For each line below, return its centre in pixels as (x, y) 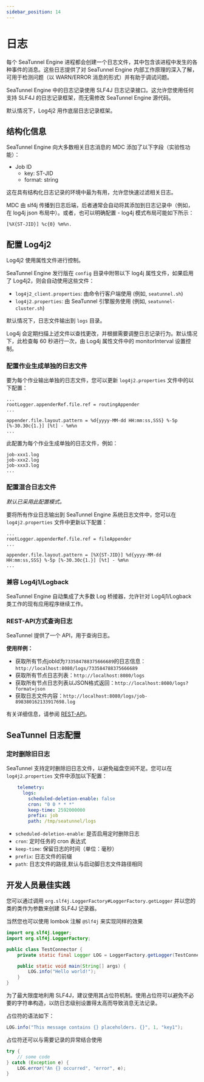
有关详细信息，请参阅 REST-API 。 (48, 714)
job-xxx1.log (23, 455)
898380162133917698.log (45, 702)
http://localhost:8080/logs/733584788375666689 (76, 669)
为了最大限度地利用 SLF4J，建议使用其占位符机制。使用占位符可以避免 (95, 995)
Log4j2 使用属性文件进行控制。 (45, 260)
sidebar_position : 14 (34, 12)
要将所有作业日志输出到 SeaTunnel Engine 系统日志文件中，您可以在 (91, 515)
